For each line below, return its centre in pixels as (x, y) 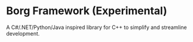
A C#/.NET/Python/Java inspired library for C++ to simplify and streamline (96, 27)
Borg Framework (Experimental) (87, 11)
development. (23, 33)
